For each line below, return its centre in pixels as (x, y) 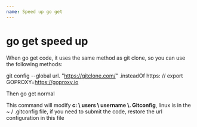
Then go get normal (30, 94)
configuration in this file (35, 117)
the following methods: (34, 64)
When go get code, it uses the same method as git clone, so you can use (96, 58)
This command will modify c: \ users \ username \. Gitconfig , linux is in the (98, 105)
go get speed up (47, 41)
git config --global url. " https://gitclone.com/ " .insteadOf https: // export (95, 76)
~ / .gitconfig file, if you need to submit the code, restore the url (84, 111)
